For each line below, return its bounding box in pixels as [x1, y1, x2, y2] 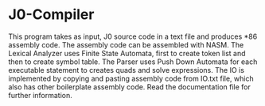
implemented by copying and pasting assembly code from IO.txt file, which [8, 74, 254, 83]
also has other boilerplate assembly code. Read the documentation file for [8, 81, 251, 92]
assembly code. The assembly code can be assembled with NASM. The [8, 40, 244, 49]
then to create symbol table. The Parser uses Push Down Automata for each [8, 57, 258, 66]
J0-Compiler [8, 6, 95, 24]
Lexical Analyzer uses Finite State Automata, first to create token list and [8, 48, 246, 58]
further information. [8, 90, 73, 100]
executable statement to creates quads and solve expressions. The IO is [8, 65, 245, 74]
